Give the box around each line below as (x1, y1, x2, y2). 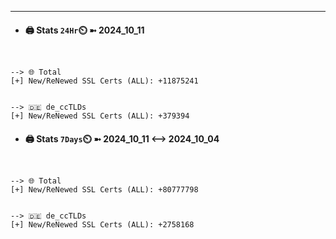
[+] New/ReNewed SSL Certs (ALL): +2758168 (10, 220, 195, 230)
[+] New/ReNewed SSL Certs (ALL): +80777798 (10, 185, 199, 195)
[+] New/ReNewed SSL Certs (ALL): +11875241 (10, 76, 199, 86)
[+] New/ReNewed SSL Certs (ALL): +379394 (10, 111, 190, 121)
